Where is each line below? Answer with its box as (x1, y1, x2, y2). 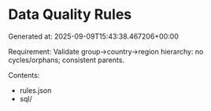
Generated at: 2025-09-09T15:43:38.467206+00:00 (8, 31, 179, 41)
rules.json (19, 85, 52, 95)
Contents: (8, 70, 40, 80)
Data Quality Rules (8, 6, 132, 24)
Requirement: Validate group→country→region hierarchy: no (8, 46, 204, 56)
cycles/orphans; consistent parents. (8, 55, 124, 65)
